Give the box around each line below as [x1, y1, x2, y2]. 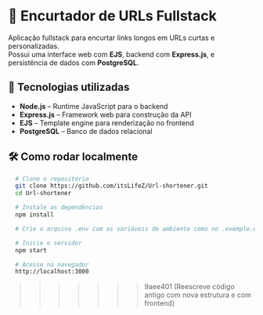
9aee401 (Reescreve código [144, 282, 235, 291]
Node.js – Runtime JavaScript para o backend [19, 101, 168, 110]
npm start [15, 246, 47, 254]
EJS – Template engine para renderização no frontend [19, 118, 194, 128]
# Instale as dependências [15, 204, 103, 212]
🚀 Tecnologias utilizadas [8, 81, 130, 94]
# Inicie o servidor [15, 239, 82, 247]
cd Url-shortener [15, 190, 72, 197]
